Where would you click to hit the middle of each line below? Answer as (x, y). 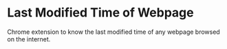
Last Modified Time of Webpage (100, 13)
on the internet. (29, 39)
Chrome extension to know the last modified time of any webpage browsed (113, 32)
